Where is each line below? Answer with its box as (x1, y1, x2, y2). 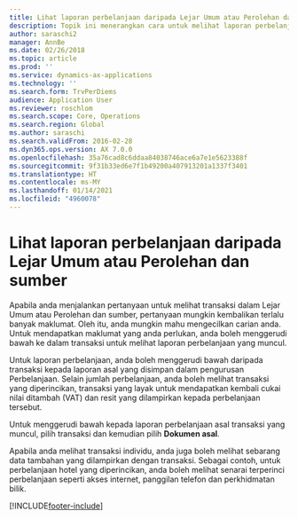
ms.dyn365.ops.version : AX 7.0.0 (9, 145, 133, 153)
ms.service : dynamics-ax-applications (9, 71, 153, 80)
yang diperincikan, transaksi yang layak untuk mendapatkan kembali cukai (9, 382, 281, 393)
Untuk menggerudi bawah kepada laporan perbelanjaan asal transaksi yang (9, 419, 286, 429)
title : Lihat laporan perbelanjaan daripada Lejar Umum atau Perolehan (9, 12, 279, 22)
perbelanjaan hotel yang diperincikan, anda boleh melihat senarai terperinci (9, 464, 286, 475)
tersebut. (9, 401, 43, 413)
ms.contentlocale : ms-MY (9, 178, 101, 187)
